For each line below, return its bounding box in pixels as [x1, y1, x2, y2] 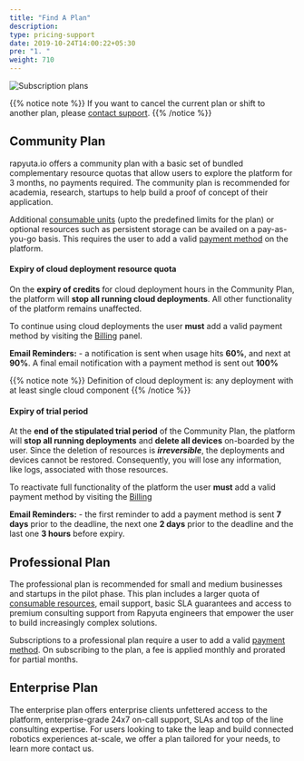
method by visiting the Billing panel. [9, 330, 143, 341]
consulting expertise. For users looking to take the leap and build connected [9, 723, 294, 735]
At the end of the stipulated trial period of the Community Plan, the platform [9, 425, 296, 436]
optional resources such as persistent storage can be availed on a [9, 223, 256, 234]
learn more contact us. [9, 743, 94, 754]
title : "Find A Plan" [9, 13, 92, 23]
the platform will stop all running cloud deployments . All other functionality [9, 294, 292, 305]
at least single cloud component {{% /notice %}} [9, 385, 191, 395]
